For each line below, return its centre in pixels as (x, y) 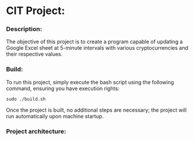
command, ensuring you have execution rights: (63, 88)
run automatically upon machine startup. (55, 116)
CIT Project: (36, 11)
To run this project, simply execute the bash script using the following (90, 82)
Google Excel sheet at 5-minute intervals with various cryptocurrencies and (97, 48)
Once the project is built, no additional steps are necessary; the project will (96, 110)
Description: (24, 29)
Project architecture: (36, 131)
